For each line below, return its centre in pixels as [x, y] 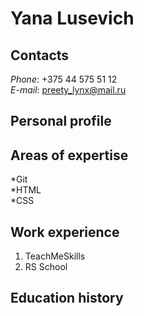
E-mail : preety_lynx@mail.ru [68, 90]
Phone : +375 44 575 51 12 [64, 79]
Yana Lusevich [72, 18]
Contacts [40, 55]
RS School [46, 267]
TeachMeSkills [55, 256]
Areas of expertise [69, 155]
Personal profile [61, 121]
